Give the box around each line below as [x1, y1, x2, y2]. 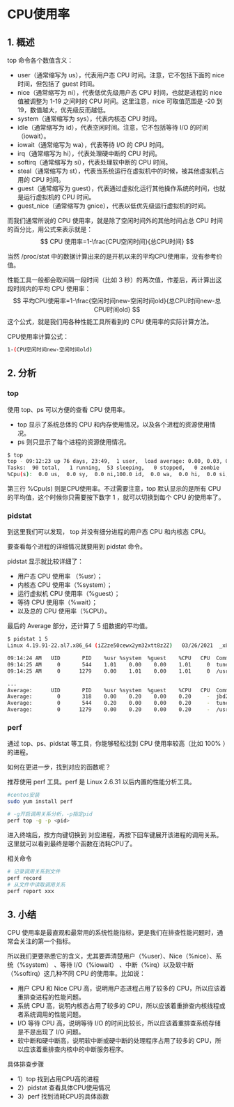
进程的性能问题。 [36, 993, 85, 1001]
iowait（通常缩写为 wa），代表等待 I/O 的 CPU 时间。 [17, 141, 168, 148]
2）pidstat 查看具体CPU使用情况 [17, 1083, 111, 1092]
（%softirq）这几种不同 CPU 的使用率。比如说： [7, 970, 146, 978]
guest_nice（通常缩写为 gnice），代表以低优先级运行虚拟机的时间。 [17, 201, 210, 210]
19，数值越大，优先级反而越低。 [17, 106, 110, 114]
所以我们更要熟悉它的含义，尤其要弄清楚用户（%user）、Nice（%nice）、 [7, 952, 216, 961]
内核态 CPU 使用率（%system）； [17, 581, 113, 589]
